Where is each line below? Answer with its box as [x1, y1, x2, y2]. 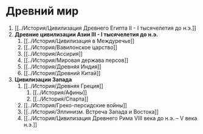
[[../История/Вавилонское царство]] [23, 44, 118, 51]
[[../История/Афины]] [32, 89, 88, 96]
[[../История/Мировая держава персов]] [23, 56, 129, 64]
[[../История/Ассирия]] [23, 50, 83, 57]
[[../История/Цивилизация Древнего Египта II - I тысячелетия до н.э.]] [14, 24, 196, 32]
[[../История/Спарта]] [32, 95, 89, 102]
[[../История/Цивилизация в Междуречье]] [23, 37, 135, 44]
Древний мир [5, 4, 79, 18]
